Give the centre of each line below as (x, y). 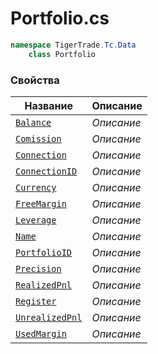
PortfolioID (44, 252)
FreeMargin (41, 203)
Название (48, 105)
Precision (38, 268)
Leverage (36, 220)
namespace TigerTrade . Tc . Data (73, 45)
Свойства (35, 80)
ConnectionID (46, 171)
